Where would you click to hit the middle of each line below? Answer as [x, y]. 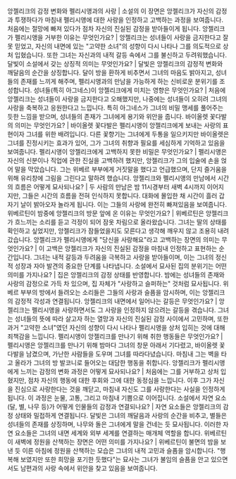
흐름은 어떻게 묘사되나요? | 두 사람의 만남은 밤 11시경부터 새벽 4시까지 [110, 187]
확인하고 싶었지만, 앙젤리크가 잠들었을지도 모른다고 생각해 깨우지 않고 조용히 [112, 231]
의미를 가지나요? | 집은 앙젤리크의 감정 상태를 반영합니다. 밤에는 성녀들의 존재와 [116, 275]
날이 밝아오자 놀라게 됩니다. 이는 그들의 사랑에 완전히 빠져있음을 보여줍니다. [124, 204]
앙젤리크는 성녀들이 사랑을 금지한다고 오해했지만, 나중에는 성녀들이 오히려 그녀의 [117, 99]
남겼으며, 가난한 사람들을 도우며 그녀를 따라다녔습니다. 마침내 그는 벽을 [123, 354]
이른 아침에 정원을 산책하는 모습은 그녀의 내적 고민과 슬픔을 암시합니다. [119, 451]
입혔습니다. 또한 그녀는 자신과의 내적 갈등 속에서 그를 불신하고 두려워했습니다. [121, 55]
